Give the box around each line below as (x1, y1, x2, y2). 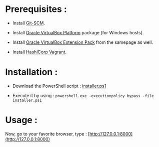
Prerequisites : (5, 3, 67, 15)
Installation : (5, 66, 58, 78)
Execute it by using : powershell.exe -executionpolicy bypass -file (12, 92, 154, 98)
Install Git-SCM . (12, 20, 45, 26)
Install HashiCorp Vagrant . (12, 49, 66, 55)
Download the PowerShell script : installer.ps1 (12, 83, 106, 89)
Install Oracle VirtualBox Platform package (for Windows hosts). (12, 29, 144, 35)
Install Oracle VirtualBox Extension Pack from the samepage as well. (12, 39, 153, 45)
